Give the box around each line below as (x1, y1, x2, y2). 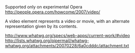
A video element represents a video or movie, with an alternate (5, 19, 130, 24)
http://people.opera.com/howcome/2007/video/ (5, 9, 100, 15)
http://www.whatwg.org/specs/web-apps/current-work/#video (5, 33, 130, 38)
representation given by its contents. (5, 23, 78, 29)
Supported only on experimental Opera (5, 4, 83, 10)
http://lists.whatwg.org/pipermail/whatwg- (5, 38, 89, 43)
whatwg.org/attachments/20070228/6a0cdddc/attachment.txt (5, 43, 129, 48)
